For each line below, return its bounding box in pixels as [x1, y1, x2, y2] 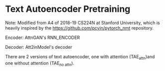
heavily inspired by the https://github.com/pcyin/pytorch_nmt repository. [5, 25, 154, 31]
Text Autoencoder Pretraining [5, 3, 131, 15]
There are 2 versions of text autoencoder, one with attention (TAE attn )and [5, 53, 155, 61]
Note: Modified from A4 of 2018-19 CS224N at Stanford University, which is [5, 20, 160, 26]
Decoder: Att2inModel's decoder [5, 44, 73, 50]
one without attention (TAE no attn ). [5, 60, 75, 67]
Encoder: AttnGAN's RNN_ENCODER [5, 35, 81, 40]
